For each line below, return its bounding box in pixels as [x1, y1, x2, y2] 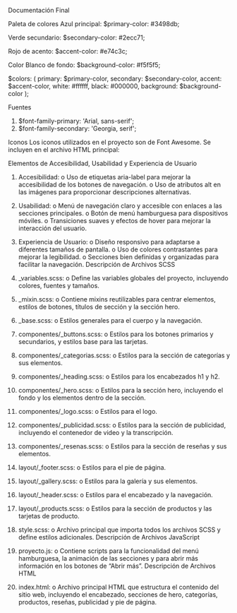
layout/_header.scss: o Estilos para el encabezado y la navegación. [18, 491, 214, 499]
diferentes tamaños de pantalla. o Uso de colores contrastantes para [18, 245, 218, 254]
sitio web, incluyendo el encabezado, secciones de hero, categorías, [18, 590, 218, 599]
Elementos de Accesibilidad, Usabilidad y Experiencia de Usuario [8, 159, 197, 167]
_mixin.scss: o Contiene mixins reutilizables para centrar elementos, [18, 295, 216, 303]
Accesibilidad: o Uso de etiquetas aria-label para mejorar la [18, 173, 191, 181]
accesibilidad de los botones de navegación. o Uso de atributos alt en [18, 180, 221, 189]
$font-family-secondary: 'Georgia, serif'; [18, 124, 137, 133]
